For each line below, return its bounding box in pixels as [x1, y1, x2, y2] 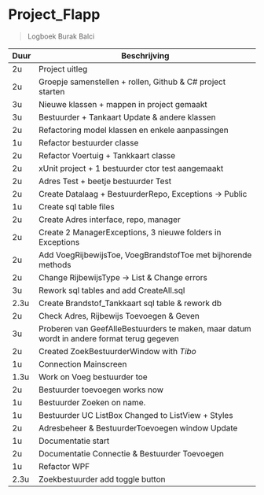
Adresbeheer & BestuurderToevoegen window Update [38, 423, 238, 434]
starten [38, 86, 65, 97]
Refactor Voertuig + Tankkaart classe [38, 150, 176, 161]
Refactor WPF [38, 460, 90, 471]
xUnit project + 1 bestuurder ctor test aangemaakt [38, 163, 224, 174]
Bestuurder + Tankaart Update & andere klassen [38, 112, 216, 123]
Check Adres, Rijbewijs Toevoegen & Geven [38, 310, 200, 321]
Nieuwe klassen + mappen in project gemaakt [38, 98, 207, 109]
